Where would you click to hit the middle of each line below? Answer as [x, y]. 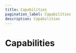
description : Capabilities [33, 19]
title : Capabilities [26, 10]
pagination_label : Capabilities [38, 14]
